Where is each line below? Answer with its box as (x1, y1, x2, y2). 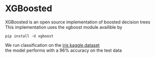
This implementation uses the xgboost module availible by (5, 24, 123, 30)
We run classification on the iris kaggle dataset (5, 42, 100, 48)
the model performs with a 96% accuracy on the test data (5, 47, 122, 53)
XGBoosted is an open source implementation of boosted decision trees (5, 19, 151, 25)
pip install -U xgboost (5, 34, 54, 39)
